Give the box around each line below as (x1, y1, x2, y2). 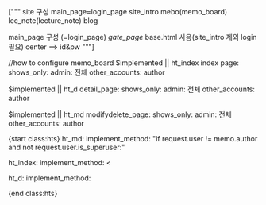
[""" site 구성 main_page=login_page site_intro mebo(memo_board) (8, 7, 228, 16)
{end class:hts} (8, 189, 58, 198)
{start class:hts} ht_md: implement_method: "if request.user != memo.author (8, 134, 258, 143)
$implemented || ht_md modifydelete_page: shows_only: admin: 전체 (8, 110, 232, 119)
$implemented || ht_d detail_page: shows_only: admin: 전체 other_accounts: (8, 84, 256, 94)
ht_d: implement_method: (8, 173, 91, 183)
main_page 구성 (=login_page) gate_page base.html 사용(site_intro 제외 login (8, 33, 257, 41)
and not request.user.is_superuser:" (8, 142, 125, 152)
